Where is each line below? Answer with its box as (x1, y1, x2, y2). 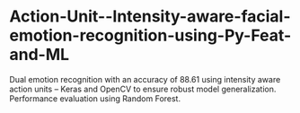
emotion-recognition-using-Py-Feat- (9, 25, 292, 46)
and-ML (9, 45, 70, 65)
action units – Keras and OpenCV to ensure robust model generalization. (9, 83, 277, 94)
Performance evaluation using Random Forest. (9, 92, 181, 104)
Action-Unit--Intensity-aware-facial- (9, 6, 291, 27)
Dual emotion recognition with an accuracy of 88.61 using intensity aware (9, 74, 281, 84)
